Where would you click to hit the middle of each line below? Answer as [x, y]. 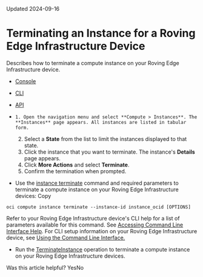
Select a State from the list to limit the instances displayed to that [105, 138]
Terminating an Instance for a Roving [101, 33]
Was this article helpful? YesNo [45, 267]
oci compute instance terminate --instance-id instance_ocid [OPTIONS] [98, 207]
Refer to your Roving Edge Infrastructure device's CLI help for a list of [93, 218]
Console [25, 81]
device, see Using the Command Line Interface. [66, 238]
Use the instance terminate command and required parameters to [97, 183]
